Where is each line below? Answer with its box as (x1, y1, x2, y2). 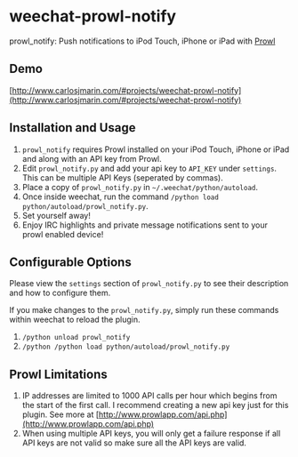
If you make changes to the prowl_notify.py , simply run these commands (9, 305, 279, 316)
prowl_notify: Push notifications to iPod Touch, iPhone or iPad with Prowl (9, 36, 276, 46)
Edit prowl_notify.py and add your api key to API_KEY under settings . (21, 163, 278, 173)
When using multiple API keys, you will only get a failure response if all (21, 429, 281, 439)
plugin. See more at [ (21, 409, 100, 420)
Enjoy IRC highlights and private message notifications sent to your (21, 220, 269, 230)
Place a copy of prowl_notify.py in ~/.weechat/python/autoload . (21, 181, 259, 192)
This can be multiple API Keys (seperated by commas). (21, 172, 224, 183)
